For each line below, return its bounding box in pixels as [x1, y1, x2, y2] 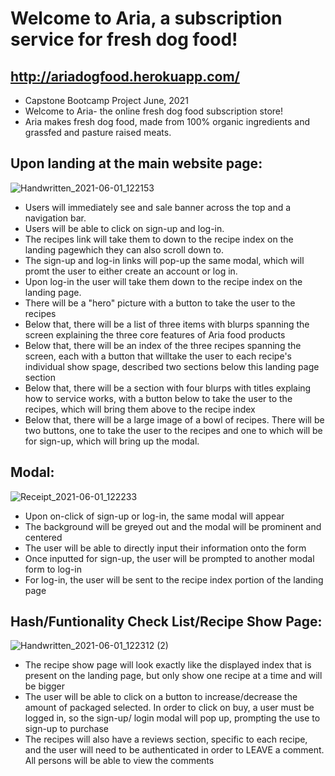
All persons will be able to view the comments [24, 755, 215, 767]
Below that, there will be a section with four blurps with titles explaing [24, 382, 312, 394]
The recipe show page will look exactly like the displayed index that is [24, 659, 312, 671]
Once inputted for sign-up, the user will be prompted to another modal [24, 552, 315, 564]
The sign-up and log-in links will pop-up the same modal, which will [24, 254, 305, 266]
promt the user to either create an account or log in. [24, 265, 238, 277]
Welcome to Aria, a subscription [10, 7, 283, 30]
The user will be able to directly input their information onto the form [24, 542, 307, 554]
